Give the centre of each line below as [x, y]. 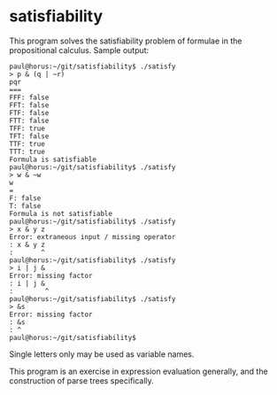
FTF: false [29, 112]
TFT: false [29, 136]
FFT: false [29, 105]
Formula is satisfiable [53, 159]
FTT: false [29, 120]
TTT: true [27, 151]
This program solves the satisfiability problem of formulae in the [126, 41]
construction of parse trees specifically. [82, 380]
